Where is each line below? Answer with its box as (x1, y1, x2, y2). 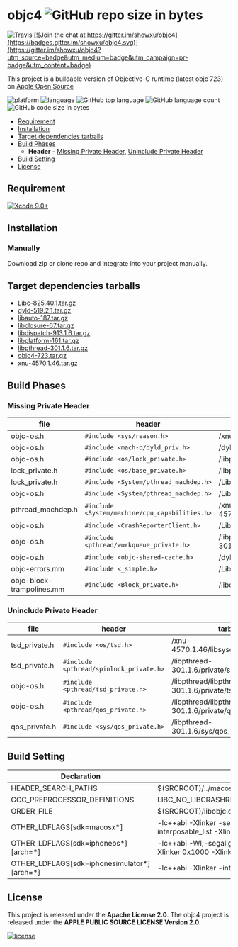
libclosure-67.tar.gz (17, 321, 74, 330)
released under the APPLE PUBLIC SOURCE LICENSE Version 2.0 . (7, 918, 202, 926)
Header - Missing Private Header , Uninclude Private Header (28, 147, 203, 155)
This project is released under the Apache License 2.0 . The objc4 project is (7, 910, 229, 919)
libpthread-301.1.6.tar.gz (17, 344, 89, 352)
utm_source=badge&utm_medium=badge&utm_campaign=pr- (7, 53, 188, 62)
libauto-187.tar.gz (17, 314, 69, 323)
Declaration (60, 771, 101, 781)
